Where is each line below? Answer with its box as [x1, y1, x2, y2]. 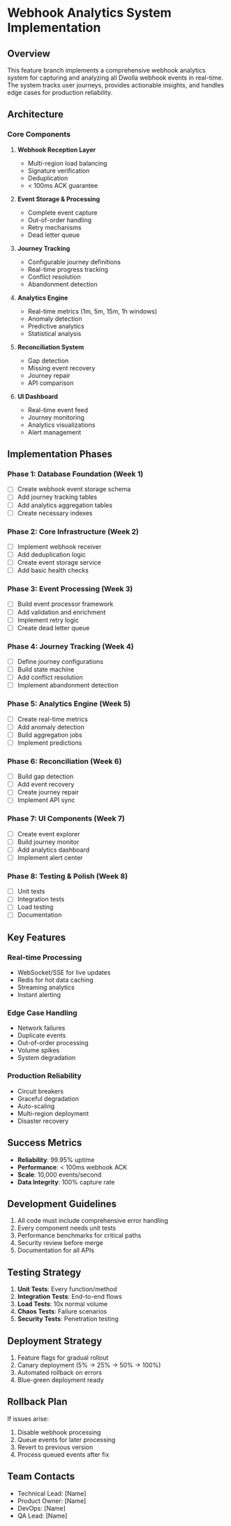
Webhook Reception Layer [17, 145, 96, 154]
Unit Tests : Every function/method [17, 1285, 117, 1293]
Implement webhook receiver [17, 542, 102, 551]
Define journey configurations [17, 657, 103, 666]
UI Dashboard [17, 392, 58, 400]
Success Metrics [7, 1137, 82, 1149]
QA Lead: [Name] [17, 1511, 68, 1520]
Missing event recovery [27, 363, 96, 372]
